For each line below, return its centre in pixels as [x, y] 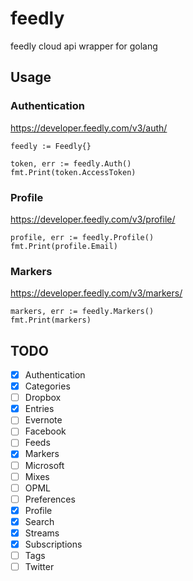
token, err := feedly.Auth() [71, 163]
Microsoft [44, 465]
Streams [42, 533]
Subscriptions [53, 544]
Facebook [45, 431]
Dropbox [43, 398]
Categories [47, 386]
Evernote [43, 420]
